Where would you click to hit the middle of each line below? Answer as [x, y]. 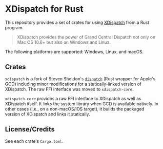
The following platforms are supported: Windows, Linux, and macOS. [74, 52]
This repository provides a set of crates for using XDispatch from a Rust [77, 22]
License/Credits [30, 129]
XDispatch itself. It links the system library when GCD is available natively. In [82, 104]
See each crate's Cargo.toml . [34, 141]
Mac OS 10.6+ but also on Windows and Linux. [64, 42]
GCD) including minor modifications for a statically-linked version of [73, 84]
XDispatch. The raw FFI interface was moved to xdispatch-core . [69, 89]
